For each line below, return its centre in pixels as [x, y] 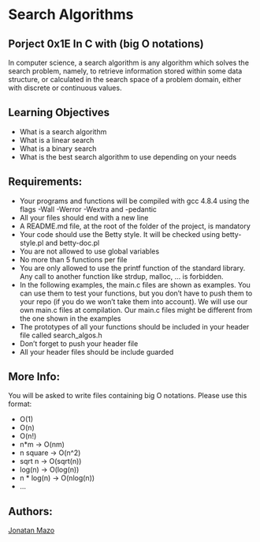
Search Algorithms [71, 15]
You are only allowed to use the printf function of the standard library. [132, 268]
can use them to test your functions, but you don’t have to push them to [136, 293]
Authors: [30, 511]
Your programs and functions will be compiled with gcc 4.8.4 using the [134, 201]
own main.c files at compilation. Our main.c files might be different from [136, 310]
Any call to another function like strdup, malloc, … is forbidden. [121, 276]
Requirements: [45, 182]
